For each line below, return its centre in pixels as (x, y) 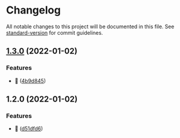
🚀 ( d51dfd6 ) (29, 129)
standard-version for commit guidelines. (55, 32)
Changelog (33, 10)
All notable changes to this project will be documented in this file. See (90, 26)
